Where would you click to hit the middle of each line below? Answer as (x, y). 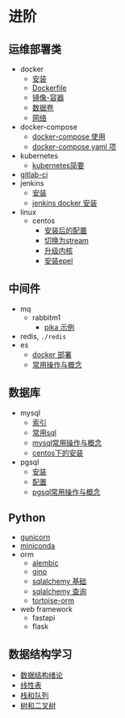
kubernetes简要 (58, 166)
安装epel (58, 261)
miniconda (37, 546)
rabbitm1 (46, 317)
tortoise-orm (53, 600)
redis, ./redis (43, 336)
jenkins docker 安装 (65, 203)
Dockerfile (49, 88)
